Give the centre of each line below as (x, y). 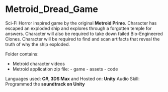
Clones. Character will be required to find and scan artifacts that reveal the (82, 39)
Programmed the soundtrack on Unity (45, 84)
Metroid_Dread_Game (52, 9)
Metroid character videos (39, 63)
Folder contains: (22, 54)
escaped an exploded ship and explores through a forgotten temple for (78, 28)
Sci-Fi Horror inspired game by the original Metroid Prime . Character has (81, 23)
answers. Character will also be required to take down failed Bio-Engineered (84, 33)
